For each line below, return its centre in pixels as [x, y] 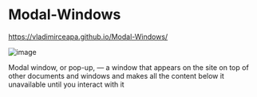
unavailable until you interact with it [67, 84]
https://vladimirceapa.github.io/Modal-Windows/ [88, 37]
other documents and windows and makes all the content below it [117, 76]
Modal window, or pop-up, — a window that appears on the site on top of [128, 67]
